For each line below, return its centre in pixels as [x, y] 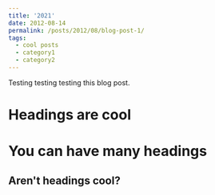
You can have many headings [108, 151]
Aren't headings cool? [65, 180]
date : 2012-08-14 [37, 23]
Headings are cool [70, 115]
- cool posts [37, 45]
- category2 [36, 60]
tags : [17, 38]
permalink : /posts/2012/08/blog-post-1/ [77, 30]
